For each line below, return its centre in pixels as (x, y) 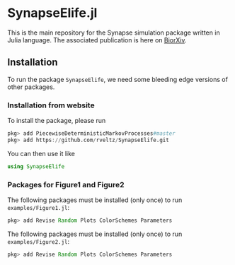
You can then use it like (41, 153)
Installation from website (51, 105)
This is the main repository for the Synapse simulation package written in (114, 33)
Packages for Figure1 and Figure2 (66, 184)
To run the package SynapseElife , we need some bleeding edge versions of (118, 79)
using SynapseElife (36, 166)
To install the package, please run (57, 121)
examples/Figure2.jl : (39, 241)
